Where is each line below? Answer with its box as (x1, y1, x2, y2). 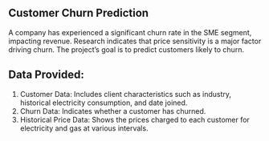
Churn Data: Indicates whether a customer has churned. (19, 106, 206, 115)
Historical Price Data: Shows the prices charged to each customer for (19, 115, 251, 124)
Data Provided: (8, 68, 84, 82)
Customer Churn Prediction (8, 6, 149, 20)
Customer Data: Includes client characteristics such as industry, (19, 89, 231, 99)
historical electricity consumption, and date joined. (19, 98, 188, 107)
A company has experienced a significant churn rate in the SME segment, (8, 27, 252, 37)
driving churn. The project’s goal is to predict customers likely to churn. (8, 44, 245, 54)
